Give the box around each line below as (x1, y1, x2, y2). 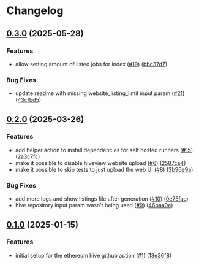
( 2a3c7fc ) (15, 153, 40, 160)
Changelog (6, 4, 64, 18)
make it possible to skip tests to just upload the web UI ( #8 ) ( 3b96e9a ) (15, 166, 193, 173)
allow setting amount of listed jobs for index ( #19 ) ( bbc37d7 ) (15, 60, 168, 67)
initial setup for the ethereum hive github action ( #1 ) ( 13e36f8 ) (15, 252, 172, 259)
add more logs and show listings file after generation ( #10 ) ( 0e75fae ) (15, 195, 189, 202)
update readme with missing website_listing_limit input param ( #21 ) (15, 90, 185, 97)
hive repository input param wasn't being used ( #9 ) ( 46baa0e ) (15, 202, 173, 209)
